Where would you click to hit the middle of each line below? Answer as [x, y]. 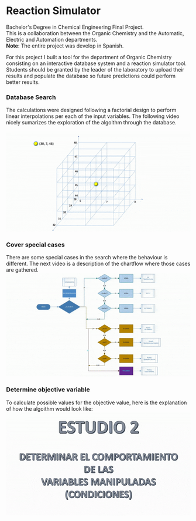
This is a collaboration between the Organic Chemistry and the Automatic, [95, 33]
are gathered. [23, 270]
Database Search [31, 97]
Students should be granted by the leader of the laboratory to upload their [95, 69]
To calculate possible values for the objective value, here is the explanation [97, 402]
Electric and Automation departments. [52, 39]
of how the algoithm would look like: [49, 408]
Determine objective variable [48, 390]
